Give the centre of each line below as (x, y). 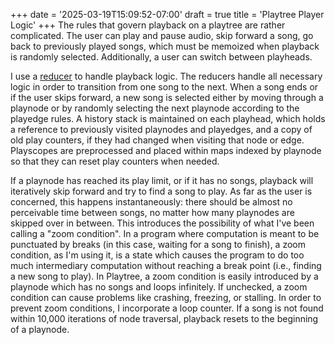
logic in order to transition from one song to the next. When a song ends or (164, 87)
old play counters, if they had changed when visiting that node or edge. (157, 140)
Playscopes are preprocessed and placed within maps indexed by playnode (166, 150)
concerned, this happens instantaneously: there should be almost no (151, 202)
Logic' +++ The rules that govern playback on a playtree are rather (148, 25)
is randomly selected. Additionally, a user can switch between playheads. (161, 57)
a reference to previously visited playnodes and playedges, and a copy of (161, 129)
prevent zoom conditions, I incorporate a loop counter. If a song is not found (167, 308)
